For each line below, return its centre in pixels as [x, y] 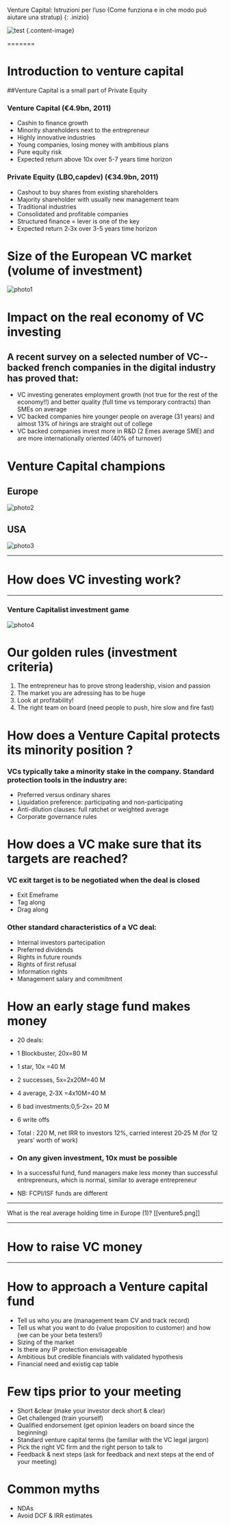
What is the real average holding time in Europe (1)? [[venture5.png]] [104, 1213]
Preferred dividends [45, 949]
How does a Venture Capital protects [114, 735]
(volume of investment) [75, 270]
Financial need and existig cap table [68, 1364]
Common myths [54, 1489]
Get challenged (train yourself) [60, 1417]
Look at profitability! [45, 701]
